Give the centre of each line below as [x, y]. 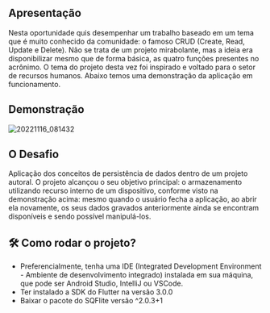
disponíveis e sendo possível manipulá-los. [80, 216]
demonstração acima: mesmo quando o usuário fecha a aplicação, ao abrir [133, 199]
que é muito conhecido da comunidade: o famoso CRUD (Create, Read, [127, 41]
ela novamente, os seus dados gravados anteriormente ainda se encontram [134, 208]
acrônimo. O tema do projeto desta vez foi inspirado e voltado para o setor [132, 67]
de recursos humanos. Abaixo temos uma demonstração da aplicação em [131, 75]
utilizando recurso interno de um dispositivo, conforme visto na [114, 191]
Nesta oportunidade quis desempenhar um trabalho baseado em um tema [131, 32]
